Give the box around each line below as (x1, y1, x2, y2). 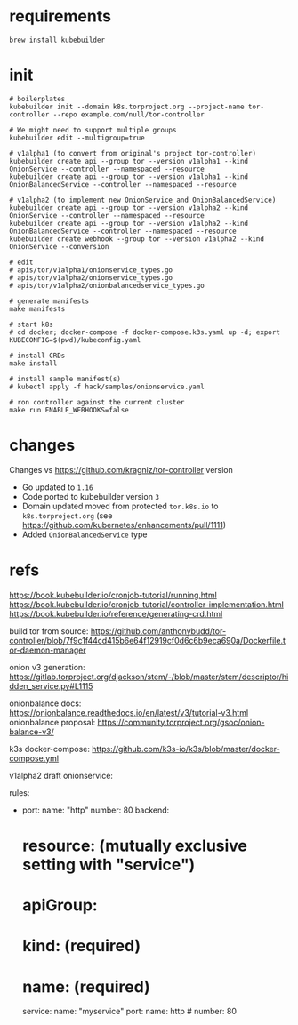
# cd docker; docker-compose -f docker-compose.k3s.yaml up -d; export (9, 327, 280, 337)
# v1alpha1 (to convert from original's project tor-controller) (9, 148, 256, 157)
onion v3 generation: (9, 661, 86, 672)
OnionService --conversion (9, 242, 109, 251)
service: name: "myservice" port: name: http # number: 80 (21, 1006, 238, 1017)
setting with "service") (21, 854, 196, 875)
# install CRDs (9, 351, 66, 360)
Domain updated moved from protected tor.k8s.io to (21, 500, 219, 511)
